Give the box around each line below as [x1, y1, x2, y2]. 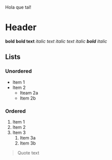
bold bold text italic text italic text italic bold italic [5, 38, 107, 44]
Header [5, 22, 36, 33]
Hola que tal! [5, 4, 31, 10]
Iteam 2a [19, 89, 38, 95]
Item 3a [19, 134, 36, 140]
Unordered [5, 67, 32, 74]
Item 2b [19, 95, 36, 101]
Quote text [17, 149, 39, 155]
